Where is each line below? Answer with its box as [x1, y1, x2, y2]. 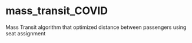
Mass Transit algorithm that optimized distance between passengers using [5, 24, 187, 31]
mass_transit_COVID [5, 4, 108, 18]
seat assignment [5, 29, 46, 37]
